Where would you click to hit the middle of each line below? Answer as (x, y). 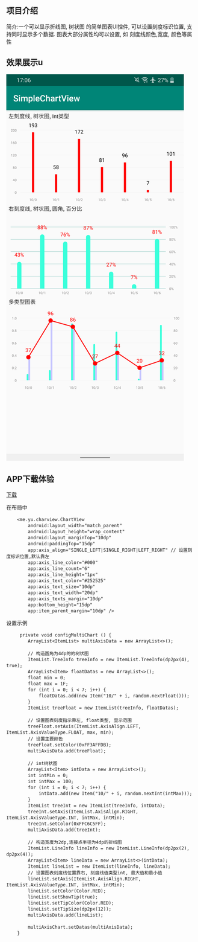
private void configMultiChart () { (66, 635)
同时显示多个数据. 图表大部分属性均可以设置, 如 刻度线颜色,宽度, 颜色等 (99, 34)
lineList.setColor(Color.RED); (67, 891)
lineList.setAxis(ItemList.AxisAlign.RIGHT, (85, 879)
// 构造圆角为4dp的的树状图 (58, 654)
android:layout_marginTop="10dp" (70, 538)
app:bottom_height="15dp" (60, 605)
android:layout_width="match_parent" (75, 526)
